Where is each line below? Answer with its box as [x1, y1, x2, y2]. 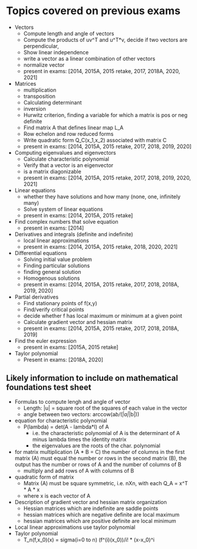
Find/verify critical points [23, 306, 84, 313]
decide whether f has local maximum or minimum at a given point [23, 312, 183, 319]
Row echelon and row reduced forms [23, 130, 114, 137]
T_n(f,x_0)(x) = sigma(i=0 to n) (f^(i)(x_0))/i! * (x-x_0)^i [23, 536, 155, 543]
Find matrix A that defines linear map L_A [23, 124, 124, 131]
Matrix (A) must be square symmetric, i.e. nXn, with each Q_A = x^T [23, 479, 188, 486]
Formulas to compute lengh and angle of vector [14, 398, 131, 405]
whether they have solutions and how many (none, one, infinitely [23, 193, 181, 200]
